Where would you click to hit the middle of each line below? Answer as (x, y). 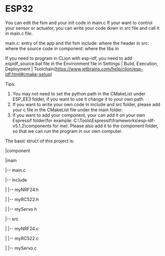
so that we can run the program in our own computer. (67, 131)
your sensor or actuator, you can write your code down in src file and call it (82, 28)
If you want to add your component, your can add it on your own (79, 115)
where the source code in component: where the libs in (62, 48)
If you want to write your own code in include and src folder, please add (86, 104)
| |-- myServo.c (21, 248)
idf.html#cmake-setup (28, 74)
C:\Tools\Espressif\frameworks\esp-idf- (114, 120)
